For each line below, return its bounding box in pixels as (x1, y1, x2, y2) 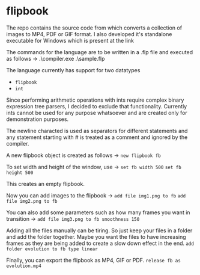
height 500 (6, 170, 34, 176)
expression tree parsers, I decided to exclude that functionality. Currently (6, 102, 187, 110)
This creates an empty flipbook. (6, 180, 85, 187)
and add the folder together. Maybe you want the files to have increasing (6, 233, 186, 240)
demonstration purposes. (6, 116, 69, 123)
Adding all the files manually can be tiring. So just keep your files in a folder (6, 227, 193, 234)
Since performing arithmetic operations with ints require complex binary (6, 96, 184, 104)
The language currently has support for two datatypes (6, 66, 141, 73)
